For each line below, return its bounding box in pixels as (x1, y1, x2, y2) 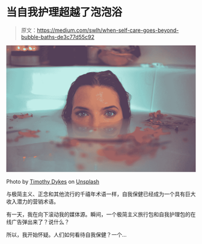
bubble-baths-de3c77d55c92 (20, 33, 95, 40)
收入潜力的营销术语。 (6, 198, 59, 205)
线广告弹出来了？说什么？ (6, 218, 70, 225)
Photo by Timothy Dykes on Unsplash (6, 178, 100, 185)
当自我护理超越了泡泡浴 (6, 5, 123, 19)
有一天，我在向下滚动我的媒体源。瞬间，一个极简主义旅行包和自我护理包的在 (6, 210, 196, 217)
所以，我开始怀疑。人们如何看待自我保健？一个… (6, 231, 127, 238)
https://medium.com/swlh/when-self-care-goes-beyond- (37, 27, 179, 34)
